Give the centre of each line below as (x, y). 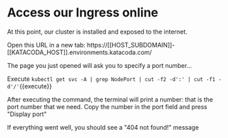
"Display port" (27, 114)
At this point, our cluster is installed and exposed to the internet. (97, 32)
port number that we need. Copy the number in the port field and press (107, 106)
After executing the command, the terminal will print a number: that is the (110, 99)
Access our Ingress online (83, 13)
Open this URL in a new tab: (46, 45)
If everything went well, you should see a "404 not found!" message (103, 127)
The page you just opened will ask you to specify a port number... (100, 65)
